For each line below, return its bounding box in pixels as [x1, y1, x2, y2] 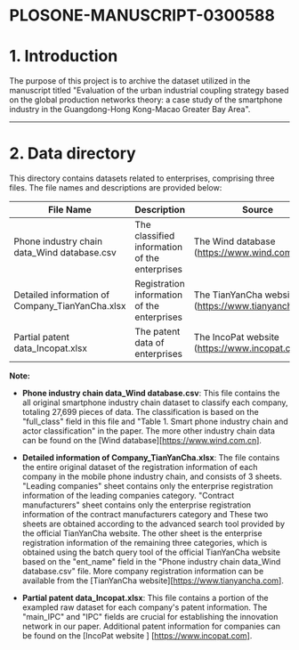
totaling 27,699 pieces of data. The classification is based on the [21, 407, 260, 418]
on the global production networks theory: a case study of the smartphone [9, 94, 283, 105]
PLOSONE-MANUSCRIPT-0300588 [9, 5, 276, 26]
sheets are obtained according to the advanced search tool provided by [21, 518, 286, 530]
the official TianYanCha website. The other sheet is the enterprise [21, 528, 263, 539]
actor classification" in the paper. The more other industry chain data [21, 426, 276, 436]
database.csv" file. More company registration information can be [21, 566, 264, 577]
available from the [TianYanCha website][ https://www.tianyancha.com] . [21, 575, 285, 586]
